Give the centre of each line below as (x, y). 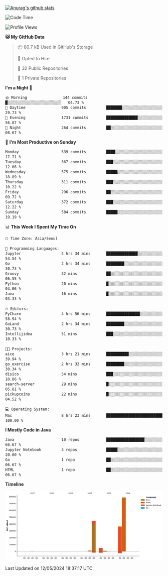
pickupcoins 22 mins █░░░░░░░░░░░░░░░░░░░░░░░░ (84, 394)
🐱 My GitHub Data (25, 37)
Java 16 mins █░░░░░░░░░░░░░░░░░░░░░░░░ (84, 294)
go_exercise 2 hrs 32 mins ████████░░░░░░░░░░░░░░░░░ (84, 364)
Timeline (15, 484)
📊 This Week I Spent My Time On (41, 227)
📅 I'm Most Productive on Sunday (41, 142)
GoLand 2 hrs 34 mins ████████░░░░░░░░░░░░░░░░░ (84, 324)
